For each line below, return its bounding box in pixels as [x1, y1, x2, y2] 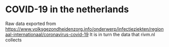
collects [5, 37, 22, 43]
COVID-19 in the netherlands [5, 4, 129, 15]
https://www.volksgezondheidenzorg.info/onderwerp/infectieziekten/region [5, 26, 164, 32]
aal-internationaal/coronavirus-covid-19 [5, 31, 89, 37]
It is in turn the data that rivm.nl [90, 31, 155, 37]
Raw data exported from [5, 20, 57, 27]
